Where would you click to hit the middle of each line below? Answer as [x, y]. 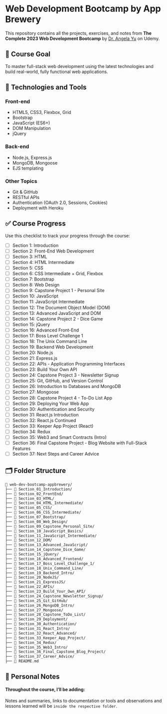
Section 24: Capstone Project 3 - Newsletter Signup [66, 375]
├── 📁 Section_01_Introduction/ [39, 489]
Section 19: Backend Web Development [53, 347]
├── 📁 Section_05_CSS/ [29, 508]
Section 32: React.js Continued [44, 420]
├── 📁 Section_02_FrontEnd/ [34, 494]
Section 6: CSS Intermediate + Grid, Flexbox [58, 273]
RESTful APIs [26, 197]
